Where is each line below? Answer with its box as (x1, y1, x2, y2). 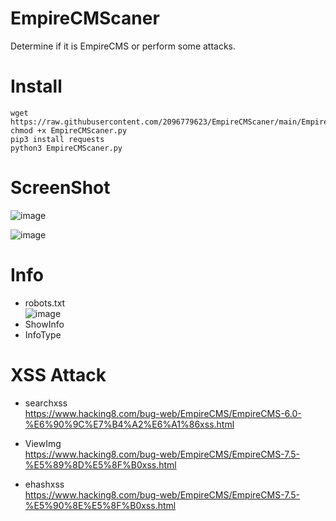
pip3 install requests (10, 134, 105, 144)
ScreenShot (10, 177, 111, 199)
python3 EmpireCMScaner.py (10, 143, 123, 153)
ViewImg (24, 437, 62, 449)
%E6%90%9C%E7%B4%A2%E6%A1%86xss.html (24, 418, 235, 430)
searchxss (24, 397, 68, 409)
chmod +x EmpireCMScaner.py (10, 125, 128, 136)
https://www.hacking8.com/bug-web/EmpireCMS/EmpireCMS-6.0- (24, 407, 302, 419)
